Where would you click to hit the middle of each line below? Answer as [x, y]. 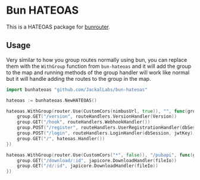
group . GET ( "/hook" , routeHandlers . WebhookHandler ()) [84, 122]
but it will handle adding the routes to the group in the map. [79, 78]
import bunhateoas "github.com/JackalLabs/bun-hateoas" [77, 90]
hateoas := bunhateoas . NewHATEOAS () [51, 100]
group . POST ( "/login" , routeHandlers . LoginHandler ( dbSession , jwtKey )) [106, 133]
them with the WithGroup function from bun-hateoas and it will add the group [99, 66]
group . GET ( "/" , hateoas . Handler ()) [61, 138]
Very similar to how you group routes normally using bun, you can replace [97, 59]
